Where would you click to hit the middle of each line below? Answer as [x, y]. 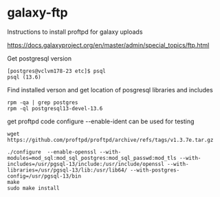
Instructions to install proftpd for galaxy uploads [75, 32]
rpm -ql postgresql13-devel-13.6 [55, 108]
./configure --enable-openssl [52, 152]
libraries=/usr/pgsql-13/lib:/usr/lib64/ [67, 170]
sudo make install [33, 188]
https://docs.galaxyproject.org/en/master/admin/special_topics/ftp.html [108, 45]
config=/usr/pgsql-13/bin [44, 176]
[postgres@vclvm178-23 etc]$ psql [57, 71]
